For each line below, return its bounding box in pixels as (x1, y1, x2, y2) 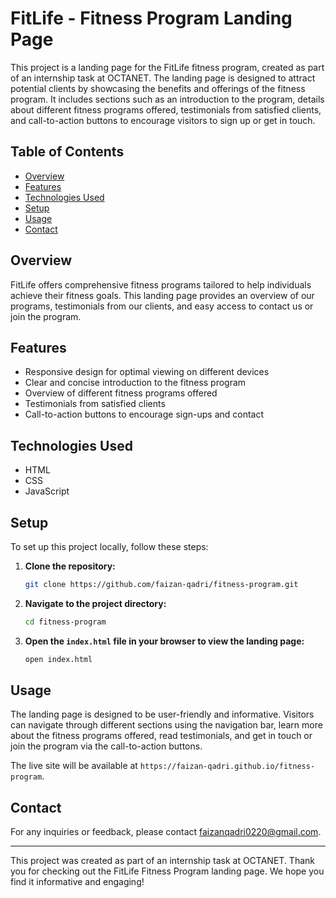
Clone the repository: (24, 560, 116, 572)
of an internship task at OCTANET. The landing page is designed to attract (10, 72, 316, 84)
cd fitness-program (24, 617, 107, 627)
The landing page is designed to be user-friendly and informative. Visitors (10, 708, 315, 721)
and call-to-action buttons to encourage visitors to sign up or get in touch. (10, 114, 316, 126)
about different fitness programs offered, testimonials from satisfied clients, (10, 103, 322, 116)
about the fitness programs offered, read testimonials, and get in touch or (10, 730, 313, 742)
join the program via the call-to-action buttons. (10, 740, 203, 752)
